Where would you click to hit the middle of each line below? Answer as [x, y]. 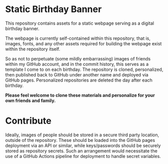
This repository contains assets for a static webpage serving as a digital [80, 23]
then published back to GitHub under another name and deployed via [77, 74]
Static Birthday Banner [54, 9]
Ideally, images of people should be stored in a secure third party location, [82, 135]
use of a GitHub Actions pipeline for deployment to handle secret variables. [83, 156]
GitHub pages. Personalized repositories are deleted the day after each [79, 80]
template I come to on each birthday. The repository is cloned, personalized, [84, 69]
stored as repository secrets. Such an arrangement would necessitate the [81, 151]
